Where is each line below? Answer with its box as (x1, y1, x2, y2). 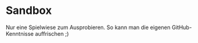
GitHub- (171, 24, 192, 31)
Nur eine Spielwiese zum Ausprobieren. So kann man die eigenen (5, 24, 170, 31)
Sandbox (5, 4, 53, 18)
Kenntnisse (5, 30, 34, 37)
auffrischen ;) (35, 30, 69, 37)
